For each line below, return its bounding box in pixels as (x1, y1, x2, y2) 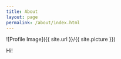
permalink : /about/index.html (6, 19, 80, 25)
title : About (6, 8, 38, 15)
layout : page (6, 14, 38, 20)
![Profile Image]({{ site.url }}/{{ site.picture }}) (6, 36, 116, 43)
